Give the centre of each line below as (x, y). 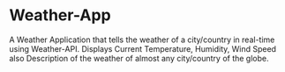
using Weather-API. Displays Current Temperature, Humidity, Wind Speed (142, 48)
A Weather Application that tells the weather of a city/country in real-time (142, 40)
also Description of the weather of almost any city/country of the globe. (139, 58)
